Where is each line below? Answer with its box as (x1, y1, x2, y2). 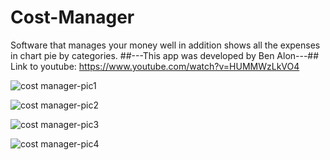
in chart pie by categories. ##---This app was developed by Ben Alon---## (10, 49, 320, 61)
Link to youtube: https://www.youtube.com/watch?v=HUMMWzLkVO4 (10, 60, 300, 72)
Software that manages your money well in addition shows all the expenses (10, 39, 321, 51)
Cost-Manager (10, 6, 135, 29)
